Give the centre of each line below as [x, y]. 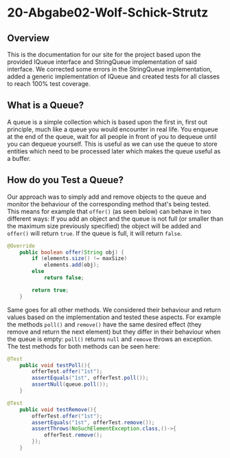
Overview [28, 38]
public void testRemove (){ [58, 410]
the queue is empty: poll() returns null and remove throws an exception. [110, 339]
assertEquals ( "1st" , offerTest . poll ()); [90, 378]
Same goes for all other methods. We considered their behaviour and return [114, 309]
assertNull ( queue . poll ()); [70, 384]
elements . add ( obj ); [71, 265]
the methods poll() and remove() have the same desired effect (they [104, 324]
